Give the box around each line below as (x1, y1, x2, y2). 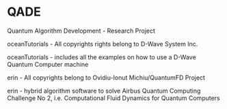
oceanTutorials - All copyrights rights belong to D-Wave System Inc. (7, 40, 198, 48)
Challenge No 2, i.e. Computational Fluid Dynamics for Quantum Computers (7, 93, 220, 102)
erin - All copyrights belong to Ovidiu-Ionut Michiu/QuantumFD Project (7, 73, 205, 82)
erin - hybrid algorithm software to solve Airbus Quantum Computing (7, 87, 201, 95)
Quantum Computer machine (7, 60, 89, 68)
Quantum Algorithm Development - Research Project (7, 27, 156, 35)
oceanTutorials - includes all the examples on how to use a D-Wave (7, 52, 196, 61)
